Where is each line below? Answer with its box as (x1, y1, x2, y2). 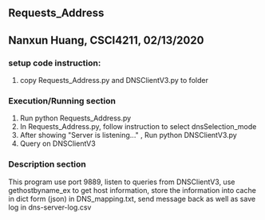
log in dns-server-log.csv (8, 202, 92, 212)
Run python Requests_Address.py (19, 113, 132, 123)
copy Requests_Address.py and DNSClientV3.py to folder (19, 76, 209, 85)
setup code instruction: (8, 57, 101, 69)
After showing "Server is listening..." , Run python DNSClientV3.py (19, 131, 237, 140)
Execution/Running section (8, 96, 116, 106)
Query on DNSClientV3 (19, 139, 96, 148)
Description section (8, 159, 86, 170)
